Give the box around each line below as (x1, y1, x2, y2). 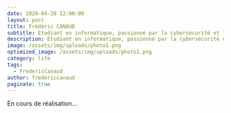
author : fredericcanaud (7, 74, 76, 81)
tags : (7, 61, 23, 68)
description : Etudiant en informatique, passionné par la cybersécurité (7, 36, 220, 43)
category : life (7, 55, 51, 62)
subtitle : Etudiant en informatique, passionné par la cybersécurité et (7, 29, 220, 37)
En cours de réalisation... (7, 99, 78, 107)
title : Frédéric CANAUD (7, 23, 76, 30)
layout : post (7, 17, 45, 23)
